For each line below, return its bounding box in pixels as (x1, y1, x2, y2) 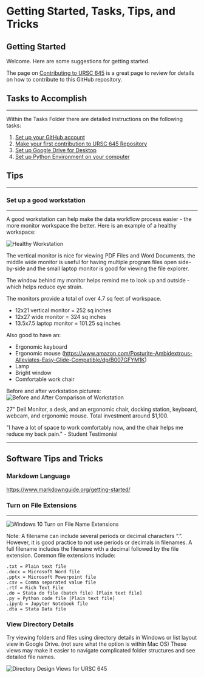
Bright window (15, 369, 52, 376)
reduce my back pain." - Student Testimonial (6, 430, 118, 438)
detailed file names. (6, 653, 56, 661)
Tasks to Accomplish (6, 93, 87, 104)
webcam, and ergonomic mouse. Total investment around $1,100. (6, 412, 169, 419)
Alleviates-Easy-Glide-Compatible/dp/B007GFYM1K (15, 356, 145, 363)
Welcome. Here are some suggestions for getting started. (6, 58, 150, 65)
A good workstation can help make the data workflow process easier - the (6, 215, 192, 223)
